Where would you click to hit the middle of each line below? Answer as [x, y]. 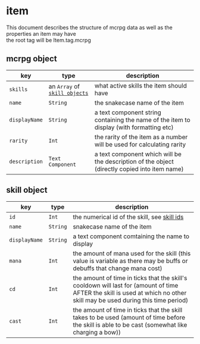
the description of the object [134, 161]
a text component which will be [138, 154]
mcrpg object [32, 59]
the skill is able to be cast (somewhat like [130, 324]
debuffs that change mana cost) [118, 268]
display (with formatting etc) [134, 127]
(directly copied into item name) [139, 169]
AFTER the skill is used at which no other [130, 293]
